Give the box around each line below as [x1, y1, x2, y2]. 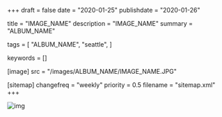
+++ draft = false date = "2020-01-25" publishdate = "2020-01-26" [7, 6, 200, 14]
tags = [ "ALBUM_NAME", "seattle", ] [7, 40, 113, 48]
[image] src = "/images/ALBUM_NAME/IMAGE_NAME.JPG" [7, 68, 177, 75]
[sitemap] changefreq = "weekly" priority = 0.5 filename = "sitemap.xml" [7, 81, 216, 89]
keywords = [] [7, 54, 47, 62]
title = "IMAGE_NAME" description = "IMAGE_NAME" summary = [7, 19, 193, 27]
